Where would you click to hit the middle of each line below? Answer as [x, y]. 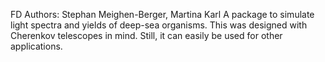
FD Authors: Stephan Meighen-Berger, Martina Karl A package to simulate [162, 14]
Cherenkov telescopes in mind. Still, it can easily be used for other [146, 35]
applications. [36, 46]
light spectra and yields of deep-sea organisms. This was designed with [159, 25]
